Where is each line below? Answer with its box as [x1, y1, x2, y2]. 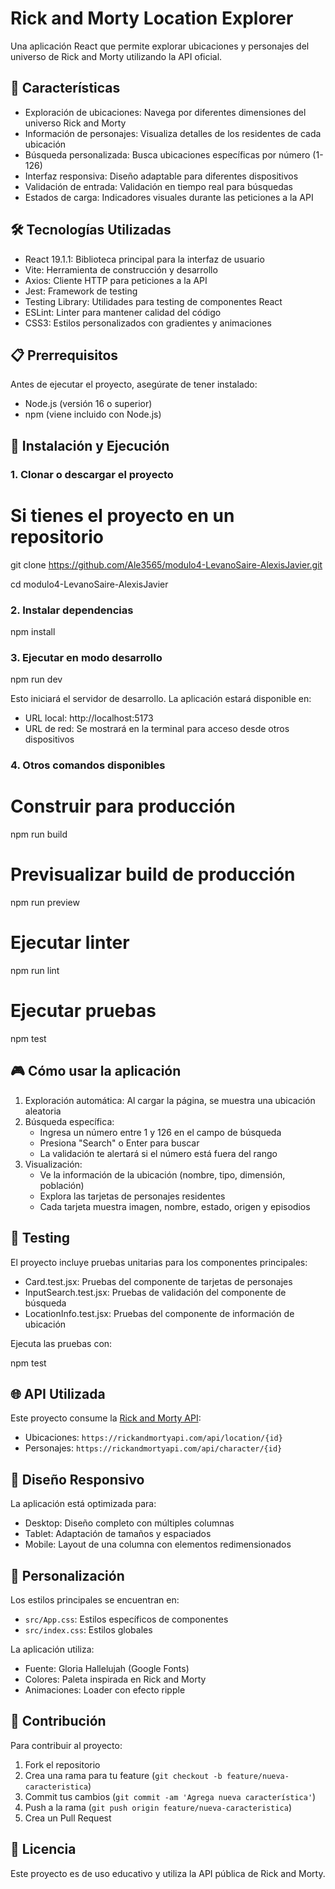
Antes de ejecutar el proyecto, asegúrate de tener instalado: [10, 378, 258, 391]
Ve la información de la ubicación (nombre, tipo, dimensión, [39, 1168, 286, 1181]
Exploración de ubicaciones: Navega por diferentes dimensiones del [24, 106, 307, 118]
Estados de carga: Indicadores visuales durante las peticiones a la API [24, 191, 314, 203]
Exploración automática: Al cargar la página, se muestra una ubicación [24, 1094, 316, 1106]
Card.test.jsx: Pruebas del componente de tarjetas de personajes [24, 1275, 293, 1287]
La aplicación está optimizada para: [10, 1498, 157, 1510]
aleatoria [24, 1105, 62, 1117]
